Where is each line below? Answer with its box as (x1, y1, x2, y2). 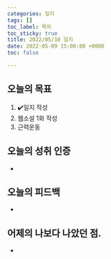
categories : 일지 (7, 10, 54, 17)
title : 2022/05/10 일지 (7, 36, 73, 43)
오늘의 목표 (7, 83, 52, 95)
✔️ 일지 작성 (17, 103, 48, 111)
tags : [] (7, 17, 33, 24)
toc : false (7, 50, 39, 57)
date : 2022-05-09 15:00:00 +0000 (7, 43, 105, 50)
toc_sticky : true (7, 29, 58, 37)
